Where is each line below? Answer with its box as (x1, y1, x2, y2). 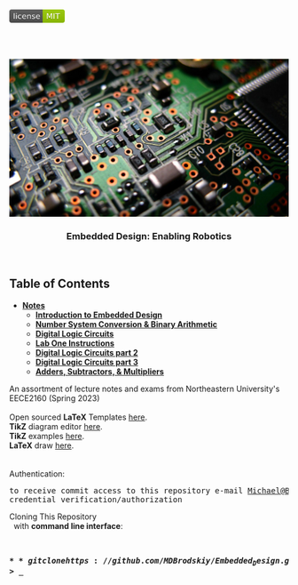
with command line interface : (12, 520, 123, 531)
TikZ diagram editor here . (9, 421, 104, 431)
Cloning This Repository (9, 511, 98, 522)
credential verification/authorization (9, 494, 183, 504)
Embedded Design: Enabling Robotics (66, 230, 232, 243)
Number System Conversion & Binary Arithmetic (35, 318, 218, 329)
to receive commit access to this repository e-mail (9, 485, 244, 495)
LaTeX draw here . (9, 440, 74, 451)
